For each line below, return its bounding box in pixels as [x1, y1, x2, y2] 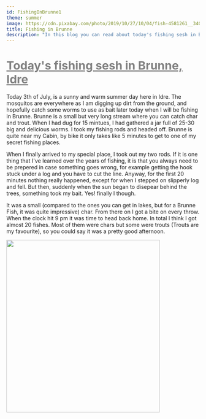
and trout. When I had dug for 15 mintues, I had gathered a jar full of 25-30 [6, 119, 195, 126]
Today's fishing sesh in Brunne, [6, 58, 183, 73]
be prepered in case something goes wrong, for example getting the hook [6, 164, 193, 171]
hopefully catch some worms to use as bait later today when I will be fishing [6, 106, 198, 113]
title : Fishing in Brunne [6, 26, 72, 33]
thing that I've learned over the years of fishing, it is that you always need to [6, 157, 198, 164]
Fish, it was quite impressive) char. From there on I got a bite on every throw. [6, 208, 200, 215]
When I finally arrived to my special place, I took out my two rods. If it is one [6, 151, 198, 158]
